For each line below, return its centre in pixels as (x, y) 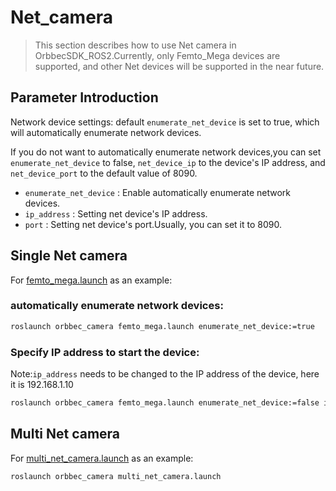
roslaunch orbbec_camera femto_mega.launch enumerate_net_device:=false (165, 403)
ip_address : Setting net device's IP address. (116, 213)
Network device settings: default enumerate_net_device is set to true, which (165, 122)
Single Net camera (69, 256)
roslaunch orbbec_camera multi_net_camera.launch (116, 476)
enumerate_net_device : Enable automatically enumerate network (158, 192)
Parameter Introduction (84, 97)
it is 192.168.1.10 (42, 385)
